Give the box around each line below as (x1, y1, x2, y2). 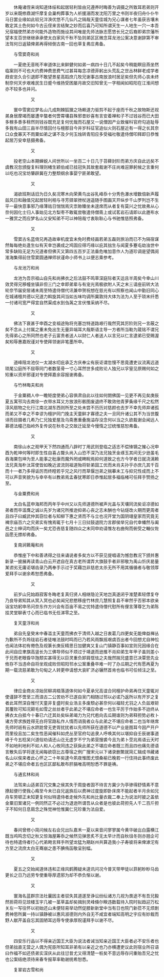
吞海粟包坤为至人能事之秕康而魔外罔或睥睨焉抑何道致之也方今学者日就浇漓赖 (5, 456, 159, 461)
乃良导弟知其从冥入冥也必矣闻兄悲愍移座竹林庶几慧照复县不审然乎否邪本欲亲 (5, 598, 159, 603)
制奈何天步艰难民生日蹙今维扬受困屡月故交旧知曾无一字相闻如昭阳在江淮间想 (5, 80, 159, 85)
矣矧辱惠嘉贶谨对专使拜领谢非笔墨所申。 (5, 339, 86, 344)
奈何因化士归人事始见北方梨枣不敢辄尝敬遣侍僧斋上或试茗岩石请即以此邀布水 (5, 209, 159, 215)
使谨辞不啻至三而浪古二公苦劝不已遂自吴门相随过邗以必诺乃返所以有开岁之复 (5, 694, 159, 700)
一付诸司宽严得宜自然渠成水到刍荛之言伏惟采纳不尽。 (5, 300, 112, 305)
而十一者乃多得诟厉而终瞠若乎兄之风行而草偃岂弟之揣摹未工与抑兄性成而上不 (5, 468, 159, 474)
